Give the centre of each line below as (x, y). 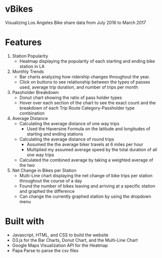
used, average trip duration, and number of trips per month (79, 87)
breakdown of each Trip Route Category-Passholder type (77, 108)
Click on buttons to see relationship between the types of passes (85, 82)
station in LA (32, 66)
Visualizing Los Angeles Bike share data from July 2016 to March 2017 (76, 23)
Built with (25, 222)
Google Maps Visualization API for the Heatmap (60, 245)
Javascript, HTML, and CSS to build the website (60, 235)
